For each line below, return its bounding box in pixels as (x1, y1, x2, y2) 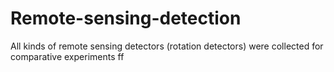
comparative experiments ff (10, 50, 125, 62)
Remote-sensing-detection (10, 7, 242, 30)
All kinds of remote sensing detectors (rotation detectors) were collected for (10, 40, 324, 52)
